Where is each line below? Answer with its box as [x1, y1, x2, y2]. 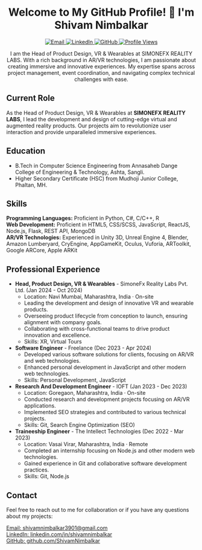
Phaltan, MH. [14, 181, 48, 188]
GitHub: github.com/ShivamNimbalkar [6, 537, 101, 544]
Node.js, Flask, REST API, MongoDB [6, 228, 96, 235]
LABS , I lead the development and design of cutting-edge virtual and [6, 115, 177, 123]
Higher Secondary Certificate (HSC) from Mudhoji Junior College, [14, 174, 178, 182]
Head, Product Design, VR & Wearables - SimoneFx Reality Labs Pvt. [14, 280, 188, 287]
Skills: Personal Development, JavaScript [24, 377, 126, 384]
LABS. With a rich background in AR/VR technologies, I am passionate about [7, 56, 196, 63]
